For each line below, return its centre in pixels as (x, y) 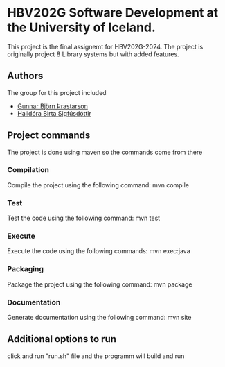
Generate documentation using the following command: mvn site (99, 318)
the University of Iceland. (81, 27)
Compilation (28, 170)
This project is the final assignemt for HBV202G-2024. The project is (105, 46)
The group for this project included (57, 92)
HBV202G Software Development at (113, 13)
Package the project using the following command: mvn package (100, 284)
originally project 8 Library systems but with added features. (93, 54)
